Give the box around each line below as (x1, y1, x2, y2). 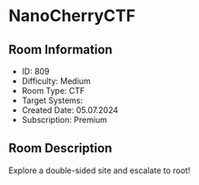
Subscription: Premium (21, 115, 108, 125)
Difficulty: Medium (21, 76, 92, 87)
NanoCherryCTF (8, 5, 136, 26)
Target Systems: (21, 95, 84, 106)
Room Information (8, 42, 113, 57)
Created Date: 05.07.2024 (21, 105, 119, 115)
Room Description (8, 140, 113, 156)
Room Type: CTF (21, 86, 85, 96)
